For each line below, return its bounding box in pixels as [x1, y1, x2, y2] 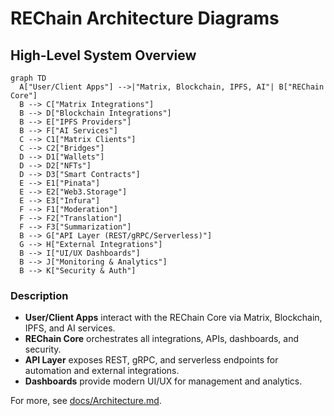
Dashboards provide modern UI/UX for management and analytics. [24, 375, 303, 387]
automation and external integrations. [24, 365, 180, 377]
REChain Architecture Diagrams [10, 7, 280, 30]
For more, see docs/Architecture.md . [10, 395, 162, 407]
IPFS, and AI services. [24, 322, 116, 334]
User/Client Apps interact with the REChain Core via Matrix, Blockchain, [24, 312, 323, 324]
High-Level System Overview [10, 47, 197, 64]
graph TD [10, 73, 47, 83]
